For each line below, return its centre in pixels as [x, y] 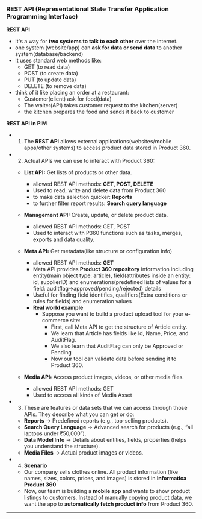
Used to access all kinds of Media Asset [82, 395]
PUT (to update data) [50, 80]
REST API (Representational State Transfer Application [88, 9]
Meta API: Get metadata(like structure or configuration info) [98, 251]
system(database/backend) [49, 54]
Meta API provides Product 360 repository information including [113, 269]
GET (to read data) [47, 67]
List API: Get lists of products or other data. [78, 172]
